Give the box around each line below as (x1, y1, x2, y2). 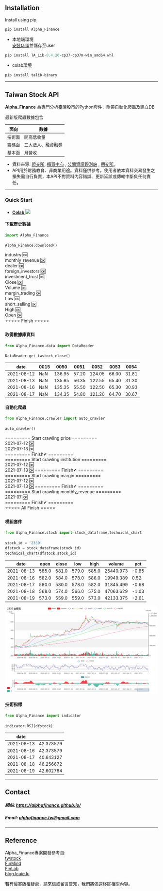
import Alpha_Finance (5, 232, 49, 238)
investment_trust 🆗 (5, 274, 45, 280)
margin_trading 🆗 (5, 290, 41, 296)
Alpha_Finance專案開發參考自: (5, 850, 65, 856)
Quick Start (5, 196, 33, 203)
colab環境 (12, 62, 33, 68)
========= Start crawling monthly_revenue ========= (5, 489, 121, 494)
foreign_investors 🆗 (5, 268, 46, 274)
